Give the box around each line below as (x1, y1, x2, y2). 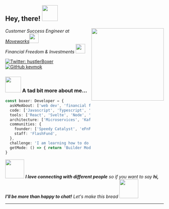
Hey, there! (5, 15, 41, 23)
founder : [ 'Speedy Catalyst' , (14, 126, 78, 131)
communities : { (10, 122, 42, 127)
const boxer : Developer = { (5, 99, 64, 104)
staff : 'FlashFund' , (14, 131, 57, 136)
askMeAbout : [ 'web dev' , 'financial (10, 103, 87, 108)
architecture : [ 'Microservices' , (10, 117, 80, 122)
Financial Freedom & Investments (5, 48, 74, 54)
